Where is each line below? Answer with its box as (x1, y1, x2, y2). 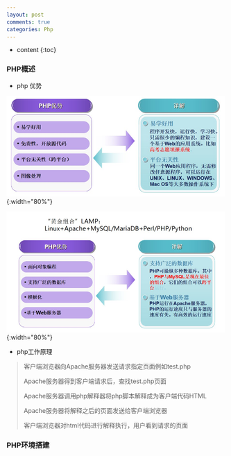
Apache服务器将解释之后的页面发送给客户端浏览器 (23, 407, 168, 415)
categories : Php (6, 26, 53, 33)
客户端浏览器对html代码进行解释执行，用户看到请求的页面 (23, 421, 189, 430)
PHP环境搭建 (6, 441, 50, 450)
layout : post (6, 11, 44, 18)
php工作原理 (16, 348, 53, 356)
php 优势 (16, 81, 42, 90)
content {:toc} (16, 46, 57, 54)
